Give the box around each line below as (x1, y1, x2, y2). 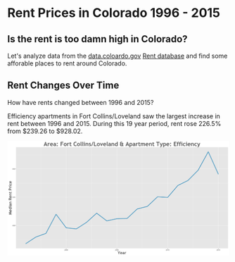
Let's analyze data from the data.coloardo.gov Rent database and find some (7, 51, 228, 60)
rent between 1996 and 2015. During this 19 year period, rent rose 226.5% (7, 119, 222, 127)
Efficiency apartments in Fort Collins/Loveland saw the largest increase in (7, 111, 220, 120)
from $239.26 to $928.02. (7, 127, 83, 135)
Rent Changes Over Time (7, 80, 120, 92)
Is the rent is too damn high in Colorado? (7, 33, 188, 45)
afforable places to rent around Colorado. (7, 59, 127, 68)
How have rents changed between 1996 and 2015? (7, 98, 154, 106)
